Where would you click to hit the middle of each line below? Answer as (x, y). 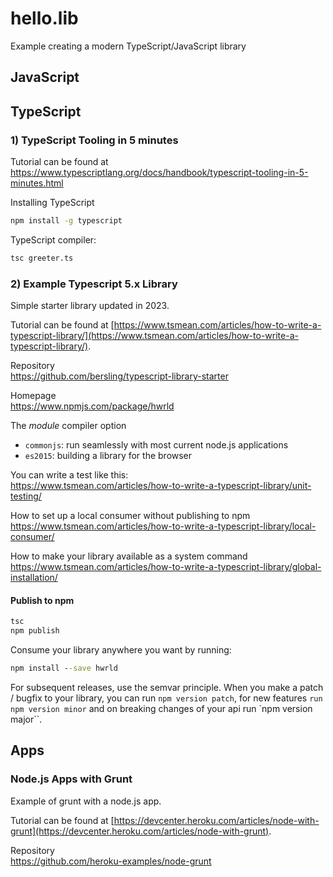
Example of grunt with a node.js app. (86, 801)
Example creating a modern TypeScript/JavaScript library (128, 46)
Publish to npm (42, 600)
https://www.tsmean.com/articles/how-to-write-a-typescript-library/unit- (161, 486)
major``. (26, 719)
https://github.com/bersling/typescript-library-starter (119, 376)
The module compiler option (68, 426)
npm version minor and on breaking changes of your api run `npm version (161, 708)
